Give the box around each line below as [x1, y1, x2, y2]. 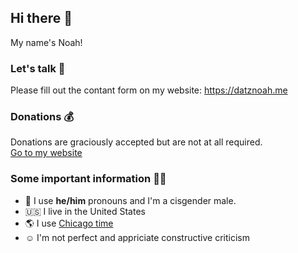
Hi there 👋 [10, 10, 73, 27]
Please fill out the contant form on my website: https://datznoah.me [10, 84, 288, 96]
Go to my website [10, 147, 83, 159]
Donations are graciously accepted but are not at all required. [10, 136, 263, 148]
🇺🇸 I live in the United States [24, 205, 146, 217]
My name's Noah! [10, 36, 83, 48]
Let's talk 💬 [10, 61, 66, 75]
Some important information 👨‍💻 [10, 172, 167, 186]
